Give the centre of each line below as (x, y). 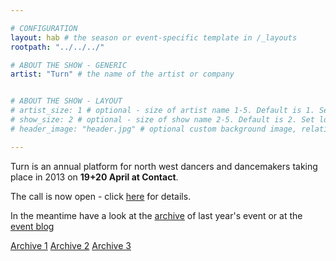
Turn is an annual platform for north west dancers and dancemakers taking (164, 166)
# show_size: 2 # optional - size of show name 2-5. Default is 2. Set (162, 120)
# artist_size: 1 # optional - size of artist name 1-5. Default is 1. (162, 111)
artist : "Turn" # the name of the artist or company (122, 74)
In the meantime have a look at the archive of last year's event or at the (156, 215)
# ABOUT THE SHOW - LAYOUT (66, 101)
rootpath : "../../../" (57, 47)
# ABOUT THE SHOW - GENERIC (69, 65)
